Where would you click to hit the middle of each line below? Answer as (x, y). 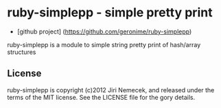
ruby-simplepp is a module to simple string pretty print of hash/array (104, 44)
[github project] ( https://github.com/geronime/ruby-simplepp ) (104, 31)
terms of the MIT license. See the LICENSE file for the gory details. (101, 97)
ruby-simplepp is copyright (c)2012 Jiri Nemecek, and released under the (111, 90)
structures (22, 52)
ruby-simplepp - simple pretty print (110, 13)
